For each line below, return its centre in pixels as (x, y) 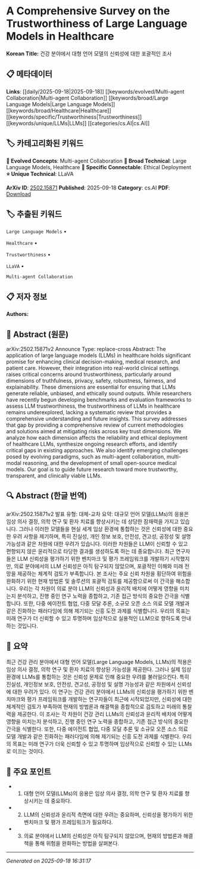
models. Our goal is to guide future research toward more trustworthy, (92, 469)
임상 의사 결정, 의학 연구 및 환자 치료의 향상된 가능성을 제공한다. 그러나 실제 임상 (99, 669)
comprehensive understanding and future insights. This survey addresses (97, 419)
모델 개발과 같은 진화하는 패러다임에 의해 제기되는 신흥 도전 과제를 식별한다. (93, 736)
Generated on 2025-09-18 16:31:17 (49, 861)
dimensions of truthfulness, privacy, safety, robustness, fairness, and (91, 381)
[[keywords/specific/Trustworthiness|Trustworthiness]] (74, 117)
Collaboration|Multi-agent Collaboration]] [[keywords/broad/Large (87, 98)
